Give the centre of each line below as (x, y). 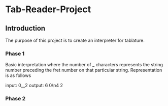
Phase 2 (15, 99)
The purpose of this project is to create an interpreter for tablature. (75, 40)
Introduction (25, 28)
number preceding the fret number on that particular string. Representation (84, 70)
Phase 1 (15, 54)
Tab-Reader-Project (48, 9)
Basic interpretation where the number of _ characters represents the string (84, 65)
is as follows (18, 75)
